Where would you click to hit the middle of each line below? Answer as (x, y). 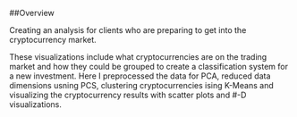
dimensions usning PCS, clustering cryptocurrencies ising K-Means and (142, 85)
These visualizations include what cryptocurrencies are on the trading (138, 57)
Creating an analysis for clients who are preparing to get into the (128, 30)
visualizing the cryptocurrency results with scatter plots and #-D (128, 95)
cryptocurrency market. (53, 40)
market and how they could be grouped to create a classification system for (149, 67)
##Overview (32, 13)
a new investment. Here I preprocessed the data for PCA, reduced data (140, 76)
